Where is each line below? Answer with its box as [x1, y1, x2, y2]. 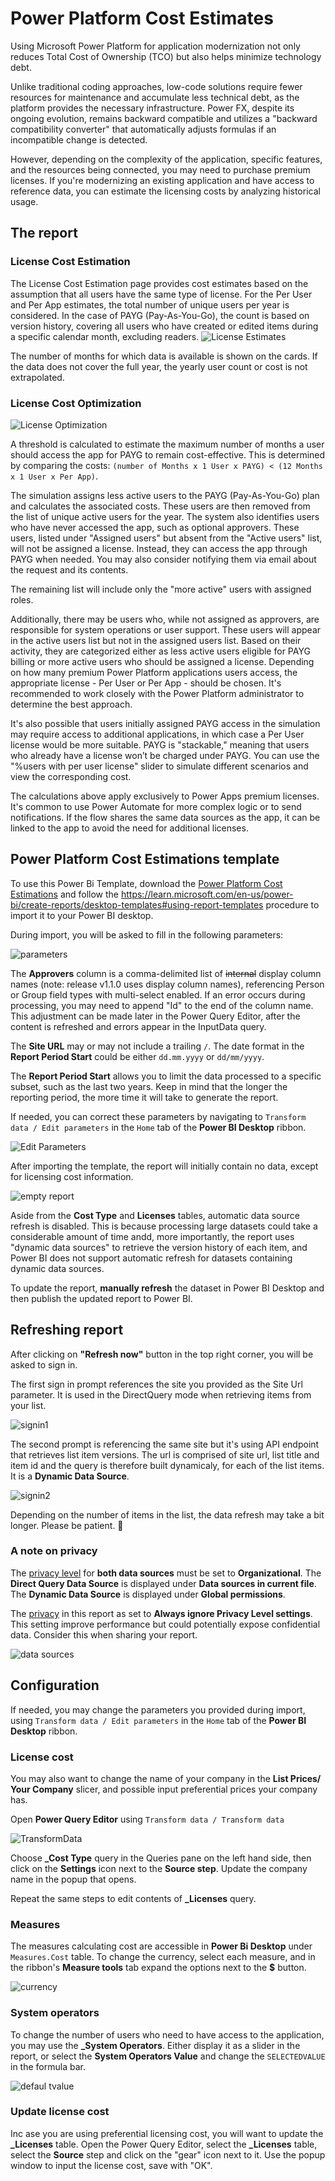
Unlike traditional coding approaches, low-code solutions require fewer [10, 80, 303, 92]
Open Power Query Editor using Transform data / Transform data [10, 1813, 285, 1825]
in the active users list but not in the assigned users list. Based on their [10, 634, 302, 646]
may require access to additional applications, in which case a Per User [10, 728, 305, 740]
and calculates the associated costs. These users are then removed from [10, 500, 311, 512]
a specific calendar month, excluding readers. [10, 330, 200, 342]
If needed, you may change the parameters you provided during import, [10, 1703, 306, 1716]
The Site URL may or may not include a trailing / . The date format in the [10, 1040, 305, 1052]
